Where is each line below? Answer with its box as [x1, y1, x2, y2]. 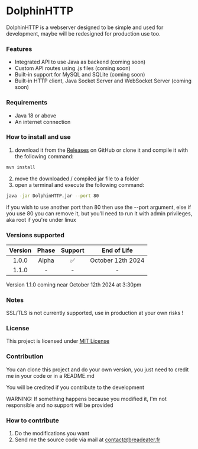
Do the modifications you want [14, 430, 90, 437]
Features [6, 44, 33, 53]
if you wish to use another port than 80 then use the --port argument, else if [6, 203, 191, 211]
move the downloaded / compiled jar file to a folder [14, 175, 139, 182]
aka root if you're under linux [6, 216, 77, 223]
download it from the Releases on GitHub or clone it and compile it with [14, 147, 188, 154]
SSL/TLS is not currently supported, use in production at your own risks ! [6, 310, 184, 317]
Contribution [6, 352, 44, 361]
